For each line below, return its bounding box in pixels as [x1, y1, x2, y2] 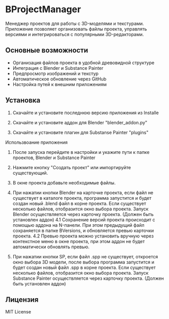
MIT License [5, 309, 32, 315]
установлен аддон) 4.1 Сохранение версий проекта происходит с [12, 217, 155, 223]
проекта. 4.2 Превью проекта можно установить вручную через [12, 233, 154, 239]
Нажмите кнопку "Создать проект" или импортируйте [12, 164, 131, 170]
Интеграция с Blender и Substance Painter [12, 65, 103, 71]
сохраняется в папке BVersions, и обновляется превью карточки [12, 227, 154, 233]
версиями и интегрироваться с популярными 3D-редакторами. [5, 31, 144, 37]
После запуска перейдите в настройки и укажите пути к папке [12, 149, 150, 155]
